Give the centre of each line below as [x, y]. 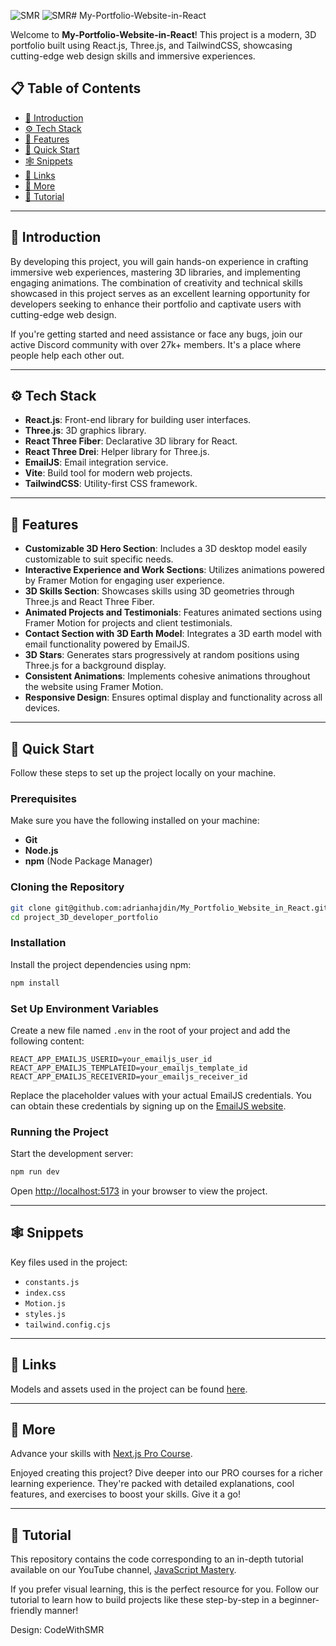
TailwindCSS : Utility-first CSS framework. [111, 484]
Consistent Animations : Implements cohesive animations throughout [167, 676]
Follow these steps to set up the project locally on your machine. [143, 773]
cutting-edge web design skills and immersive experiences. [133, 56]
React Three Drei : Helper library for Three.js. [117, 452]
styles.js [45, 1314]
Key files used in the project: [69, 1262]
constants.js [52, 1282]
